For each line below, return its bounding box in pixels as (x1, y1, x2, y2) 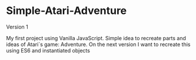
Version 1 (6, 23, 28, 30)
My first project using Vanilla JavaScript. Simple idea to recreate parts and (6, 34, 187, 41)
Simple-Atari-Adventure (6, 4, 127, 17)
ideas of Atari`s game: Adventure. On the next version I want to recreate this (6, 41, 191, 48)
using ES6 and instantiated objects (6, 47, 90, 54)
